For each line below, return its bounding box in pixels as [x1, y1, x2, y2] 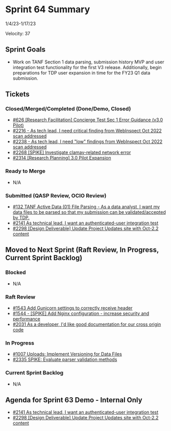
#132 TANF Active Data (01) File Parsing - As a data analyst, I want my [12, 203, 160, 210]
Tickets [5, 90, 30, 99]
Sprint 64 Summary [5, 4, 90, 15]
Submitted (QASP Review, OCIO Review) [5, 192, 107, 199]
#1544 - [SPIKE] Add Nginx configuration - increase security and [12, 310, 150, 316]
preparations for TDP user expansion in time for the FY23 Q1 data [12, 70, 151, 76]
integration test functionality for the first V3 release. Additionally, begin [12, 64, 162, 70]
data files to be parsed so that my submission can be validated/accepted [12, 209, 166, 215]
